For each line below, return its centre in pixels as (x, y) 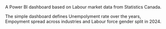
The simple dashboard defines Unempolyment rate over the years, (73, 16)
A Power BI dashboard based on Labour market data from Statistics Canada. (83, 7)
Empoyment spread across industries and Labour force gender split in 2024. (83, 22)
